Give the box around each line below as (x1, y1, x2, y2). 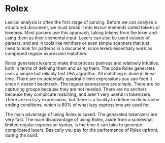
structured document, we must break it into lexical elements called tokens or (5, 24, 160, 30)
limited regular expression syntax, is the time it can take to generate (5, 121, 143, 128)
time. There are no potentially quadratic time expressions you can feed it (5, 76, 152, 82)
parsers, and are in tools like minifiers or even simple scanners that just (5, 40, 150, 46)
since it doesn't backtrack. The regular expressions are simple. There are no (5, 81, 160, 86)
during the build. (5, 132, 38, 138)
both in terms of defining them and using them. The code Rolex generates (5, 65, 155, 71)
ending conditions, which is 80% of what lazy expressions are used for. (5, 102, 150, 108)
